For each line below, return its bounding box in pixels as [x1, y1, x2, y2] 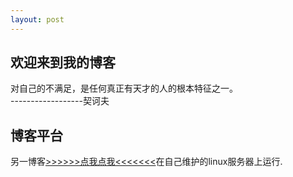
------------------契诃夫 [10, 95, 110, 107]
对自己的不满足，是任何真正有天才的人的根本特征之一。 [10, 82, 238, 95]
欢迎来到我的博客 [10, 54, 116, 71]
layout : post [10, 14, 65, 25]
